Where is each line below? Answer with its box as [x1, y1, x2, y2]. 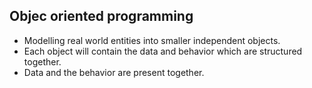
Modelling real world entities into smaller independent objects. [23, 34, 281, 46]
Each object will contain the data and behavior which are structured [23, 45, 303, 57]
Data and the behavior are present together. [23, 66, 205, 78]
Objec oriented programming [9, 8, 194, 25]
